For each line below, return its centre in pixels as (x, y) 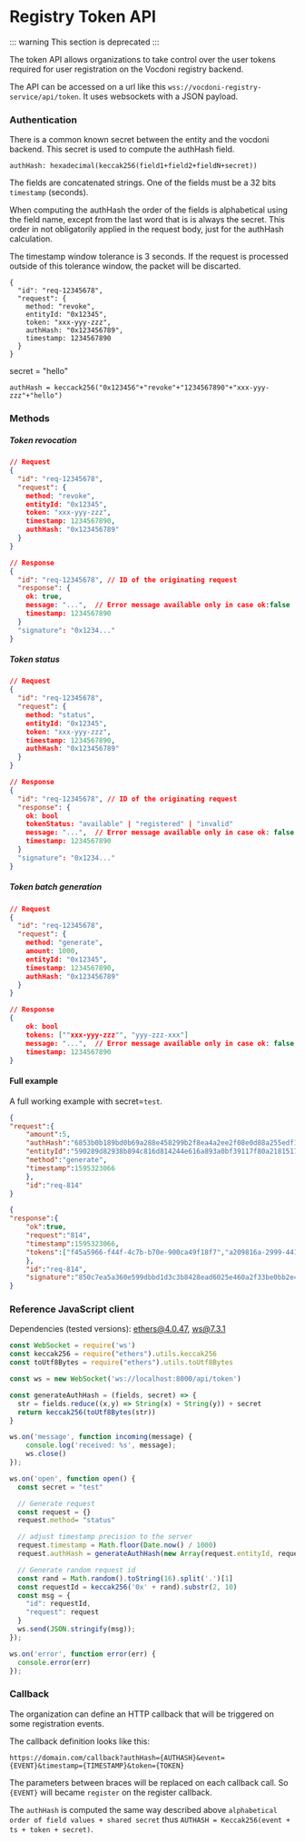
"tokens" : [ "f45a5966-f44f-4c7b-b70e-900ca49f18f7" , (125, 1252)
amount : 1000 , (52, 951)
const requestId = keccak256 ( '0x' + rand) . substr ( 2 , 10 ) (128, 1587)
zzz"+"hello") (36, 396)
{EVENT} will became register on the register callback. (111, 1792)
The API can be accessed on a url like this (88, 86)
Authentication (43, 120)
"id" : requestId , (59, 1604)
